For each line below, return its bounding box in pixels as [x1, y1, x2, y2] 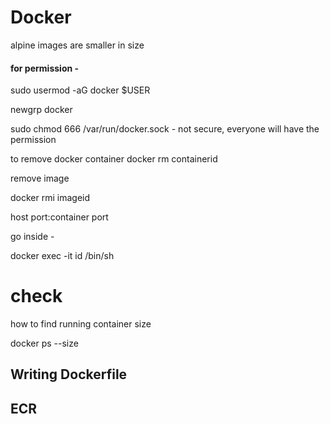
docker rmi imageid [10, 192, 91, 204]
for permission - [10, 62, 80, 74]
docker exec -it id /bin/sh [10, 250, 115, 262]
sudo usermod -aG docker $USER [10, 84, 151, 96]
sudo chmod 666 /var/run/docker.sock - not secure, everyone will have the [10, 123, 320, 135]
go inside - [10, 231, 55, 243]
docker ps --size [10, 337, 79, 350]
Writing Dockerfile [10, 366, 128, 383]
